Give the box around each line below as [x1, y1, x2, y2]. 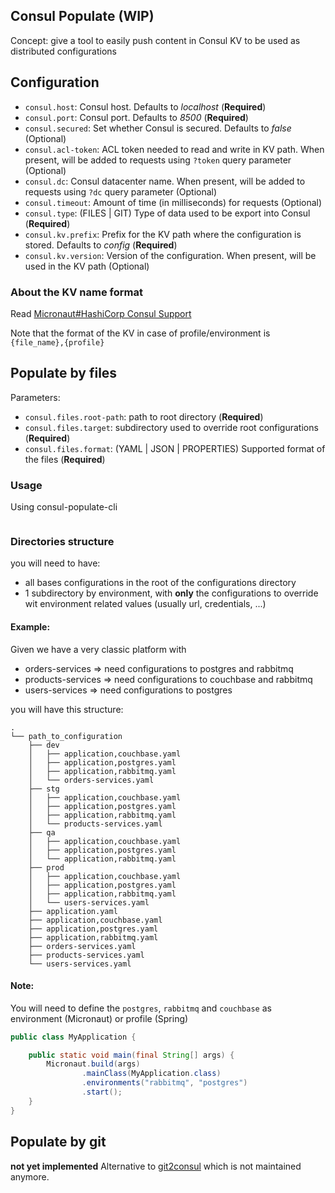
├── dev [28, 740, 60, 750]
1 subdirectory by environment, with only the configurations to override [24, 587, 319, 599]
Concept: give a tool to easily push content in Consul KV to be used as [10, 34, 301, 46]
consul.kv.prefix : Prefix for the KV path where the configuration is [24, 228, 302, 240]
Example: [10, 620, 51, 633]
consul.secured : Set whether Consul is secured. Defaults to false [24, 122, 292, 134]
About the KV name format [10, 285, 143, 299]
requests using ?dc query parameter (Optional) [24, 185, 218, 198]
